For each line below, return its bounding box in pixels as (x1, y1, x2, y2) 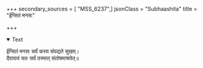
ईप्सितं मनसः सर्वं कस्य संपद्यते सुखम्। (6, 48, 80, 55)
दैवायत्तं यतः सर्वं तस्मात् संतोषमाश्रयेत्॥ (6, 55, 79, 62)
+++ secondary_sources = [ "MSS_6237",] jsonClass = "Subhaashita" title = (6, 6, 197, 12)
